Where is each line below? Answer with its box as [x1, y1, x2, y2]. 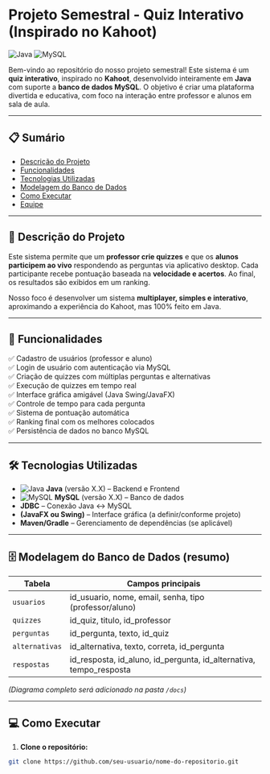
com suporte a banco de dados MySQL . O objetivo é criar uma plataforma [8, 82, 255, 92]
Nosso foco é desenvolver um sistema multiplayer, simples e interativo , [8, 292, 248, 303]
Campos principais [126, 578, 201, 589]
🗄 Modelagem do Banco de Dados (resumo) [8, 550, 231, 564]
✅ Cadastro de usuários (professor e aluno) [8, 354, 153, 363]
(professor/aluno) [69, 602, 137, 613]
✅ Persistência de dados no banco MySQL [8, 426, 149, 436]
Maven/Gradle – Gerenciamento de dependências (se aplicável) [19, 518, 233, 528]
